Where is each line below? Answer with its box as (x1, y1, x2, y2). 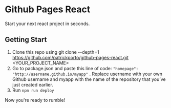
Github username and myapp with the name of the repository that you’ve (12, 76, 166, 82)
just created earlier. (12, 81, 53, 88)
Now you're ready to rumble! (5, 97, 66, 103)
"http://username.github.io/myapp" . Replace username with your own (12, 71, 162, 77)
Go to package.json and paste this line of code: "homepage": (12, 65, 139, 71)
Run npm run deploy (12, 87, 54, 93)
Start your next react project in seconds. (5, 20, 90, 27)
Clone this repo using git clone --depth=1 (12, 49, 99, 55)
